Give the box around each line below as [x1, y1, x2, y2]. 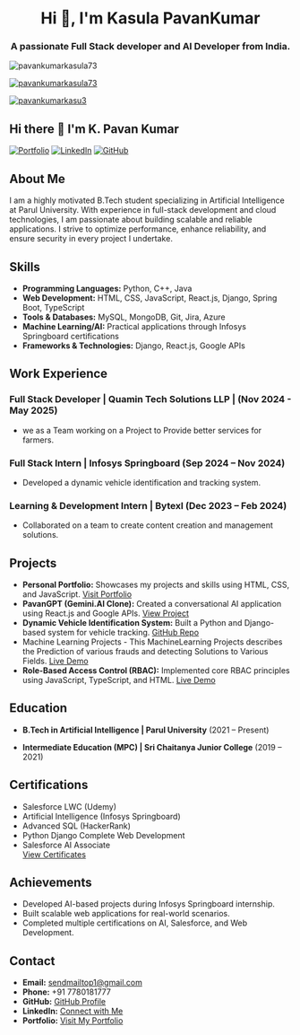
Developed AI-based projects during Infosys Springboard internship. [21, 899, 276, 909]
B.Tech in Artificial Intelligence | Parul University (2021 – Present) [21, 724, 270, 735]
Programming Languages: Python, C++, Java [21, 283, 193, 294]
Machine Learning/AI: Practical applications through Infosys [21, 320, 246, 331]
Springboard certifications [21, 330, 119, 341]
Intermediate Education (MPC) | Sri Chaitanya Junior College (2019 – [21, 741, 282, 752]
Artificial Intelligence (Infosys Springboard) [21, 811, 181, 821]
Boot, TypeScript [21, 302, 85, 312]
